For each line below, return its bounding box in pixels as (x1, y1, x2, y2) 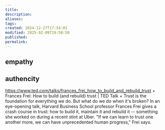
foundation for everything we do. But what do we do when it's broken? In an (5, 98, 160, 104)
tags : (5, 21, 16, 26)
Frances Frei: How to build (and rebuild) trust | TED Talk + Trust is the (5, 92, 147, 99)
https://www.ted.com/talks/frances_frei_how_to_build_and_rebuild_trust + (5, 87, 156, 93)
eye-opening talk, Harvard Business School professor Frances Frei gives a (5, 103, 157, 109)
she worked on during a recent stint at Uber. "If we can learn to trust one (5, 114, 154, 120)
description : (5, 12, 32, 17)
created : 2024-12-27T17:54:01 (5, 26, 68, 31)
